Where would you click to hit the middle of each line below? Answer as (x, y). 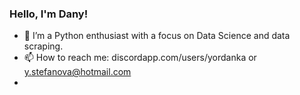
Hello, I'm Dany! (49, 14)
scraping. (43, 46)
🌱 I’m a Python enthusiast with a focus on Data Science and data (157, 36)
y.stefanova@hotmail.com (77, 72)
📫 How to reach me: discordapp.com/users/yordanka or (140, 58)
